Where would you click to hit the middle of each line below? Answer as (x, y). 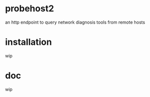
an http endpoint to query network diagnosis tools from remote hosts (75, 22)
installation (29, 42)
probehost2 (30, 9)
